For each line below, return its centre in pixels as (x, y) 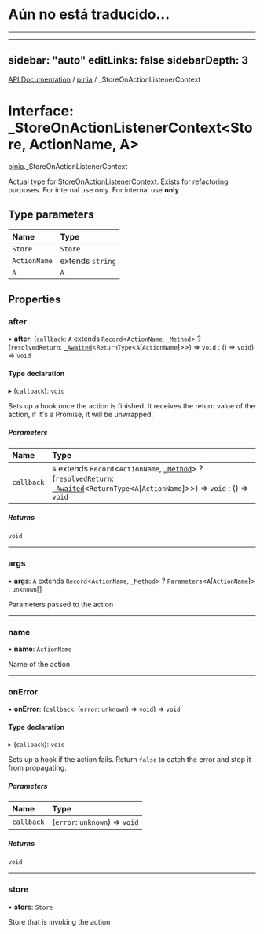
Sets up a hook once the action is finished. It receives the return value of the (132, 406)
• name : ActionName (40, 649)
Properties (35, 299)
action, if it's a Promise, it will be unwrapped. (81, 415)
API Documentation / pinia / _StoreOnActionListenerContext (104, 79)
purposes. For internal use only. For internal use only (93, 189)
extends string (88, 261)
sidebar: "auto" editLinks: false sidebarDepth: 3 (128, 60)
